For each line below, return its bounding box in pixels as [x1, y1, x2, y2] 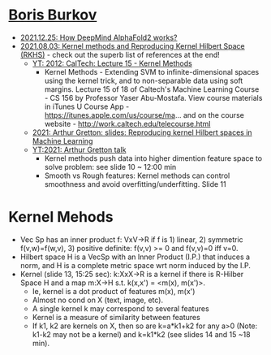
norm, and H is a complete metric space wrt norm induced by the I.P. [19, 260, 252, 270]
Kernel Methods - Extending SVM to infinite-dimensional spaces [44, 67, 260, 76]
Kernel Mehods [8, 208, 114, 227]
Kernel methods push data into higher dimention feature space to [44, 153, 262, 163]
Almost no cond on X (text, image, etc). [32, 295, 164, 305]
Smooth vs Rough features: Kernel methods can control [44, 171, 230, 180]
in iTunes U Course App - [44, 102, 130, 111]
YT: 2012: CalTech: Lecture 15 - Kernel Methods [32, 58, 192, 68]
